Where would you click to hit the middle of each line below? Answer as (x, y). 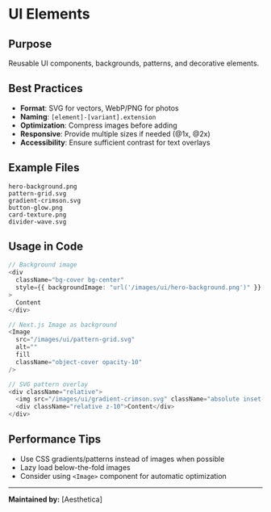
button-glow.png (35, 208)
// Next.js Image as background (63, 325)
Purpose (30, 44)
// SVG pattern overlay (48, 384)
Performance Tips (55, 440)
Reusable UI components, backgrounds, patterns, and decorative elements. (134, 63)
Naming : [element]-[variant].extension (88, 116)
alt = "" (27, 347)
